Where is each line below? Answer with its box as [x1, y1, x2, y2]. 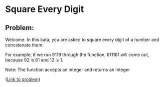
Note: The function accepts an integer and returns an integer [5, 66, 131, 72]
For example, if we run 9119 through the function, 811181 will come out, [5, 51, 150, 57]
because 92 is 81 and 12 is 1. [5, 57, 63, 63]
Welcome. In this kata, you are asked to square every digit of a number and [5, 36, 160, 42]
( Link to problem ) [5, 76, 41, 82]
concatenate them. [5, 42, 44, 48]
